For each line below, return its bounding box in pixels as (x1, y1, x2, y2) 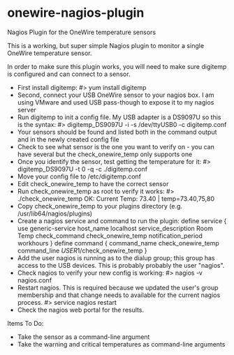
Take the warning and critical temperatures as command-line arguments (17, 340, 226, 348)
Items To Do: (7, 319, 44, 327)
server (17, 105, 36, 114)
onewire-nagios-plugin (7, 5, 145, 21)
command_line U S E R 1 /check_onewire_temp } (17, 246, 147, 255)
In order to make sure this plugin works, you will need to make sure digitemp (7, 62, 227, 70)
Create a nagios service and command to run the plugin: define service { (17, 216, 227, 225)
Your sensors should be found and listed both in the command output (17, 128, 217, 136)
